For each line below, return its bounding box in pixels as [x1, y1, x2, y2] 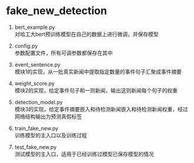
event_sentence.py [14, 61, 61, 68]
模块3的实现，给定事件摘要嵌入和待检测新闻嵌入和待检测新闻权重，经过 [14, 105, 188, 112]
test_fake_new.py [14, 143, 57, 151]
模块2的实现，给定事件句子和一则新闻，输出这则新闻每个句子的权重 [14, 87, 178, 94]
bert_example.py [14, 24, 55, 31]
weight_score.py [14, 79, 55, 87]
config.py [14, 42, 38, 49]
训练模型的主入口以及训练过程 [14, 131, 87, 139]
